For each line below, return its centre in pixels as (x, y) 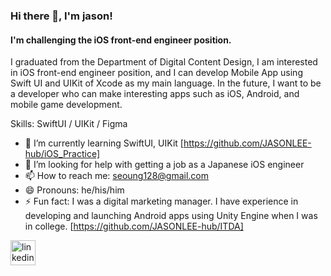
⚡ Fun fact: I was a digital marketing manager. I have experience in (161, 201)
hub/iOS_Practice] (62, 154)
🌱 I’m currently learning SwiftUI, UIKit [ (104, 143)
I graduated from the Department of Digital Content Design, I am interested (164, 62)
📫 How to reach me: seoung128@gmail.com (117, 176)
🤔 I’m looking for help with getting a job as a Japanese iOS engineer (164, 165)
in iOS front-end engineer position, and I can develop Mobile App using (156, 73)
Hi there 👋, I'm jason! (61, 16)
